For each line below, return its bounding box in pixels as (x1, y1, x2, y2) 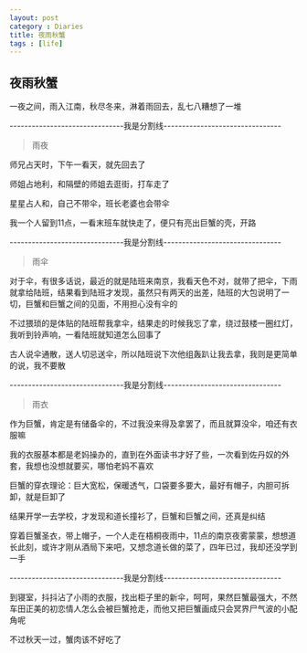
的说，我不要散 (9, 360, 66, 371)
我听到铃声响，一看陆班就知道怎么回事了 (9, 330, 162, 341)
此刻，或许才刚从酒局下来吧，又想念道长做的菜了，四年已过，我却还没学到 (16, 542, 298, 553)
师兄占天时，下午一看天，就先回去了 (9, 159, 146, 170)
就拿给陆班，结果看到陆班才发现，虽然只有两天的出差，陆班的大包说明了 (9, 287, 281, 298)
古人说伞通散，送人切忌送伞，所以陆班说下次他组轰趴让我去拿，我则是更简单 (9, 349, 298, 360)
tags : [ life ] (9, 38, 64, 48)
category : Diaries (9, 22, 84, 31)
